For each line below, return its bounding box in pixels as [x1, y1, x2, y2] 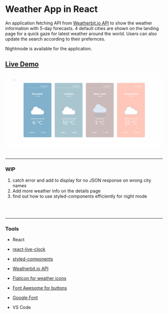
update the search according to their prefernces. [5, 36, 106, 42]
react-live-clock [12, 246, 46, 253]
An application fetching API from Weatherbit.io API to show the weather [5, 20, 152, 26]
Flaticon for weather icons [12, 276, 66, 282]
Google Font [12, 295, 38, 301]
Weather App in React [5, 3, 98, 15]
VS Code [12, 305, 31, 311]
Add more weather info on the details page [12, 188, 101, 194]
